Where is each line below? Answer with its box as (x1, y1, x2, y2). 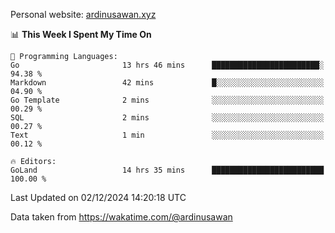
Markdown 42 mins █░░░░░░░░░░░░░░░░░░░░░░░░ (10, 78, 325, 88)
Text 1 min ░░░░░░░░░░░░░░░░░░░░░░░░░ (10, 130, 325, 140)
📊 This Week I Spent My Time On (10, 29, 152, 40)
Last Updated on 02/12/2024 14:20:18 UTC (10, 192, 187, 203)
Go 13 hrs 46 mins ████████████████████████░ (10, 60, 325, 70)
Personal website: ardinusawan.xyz (10, 9, 157, 20)
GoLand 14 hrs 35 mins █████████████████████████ (10, 165, 325, 175)
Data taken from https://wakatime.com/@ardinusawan (10, 211, 233, 223)
